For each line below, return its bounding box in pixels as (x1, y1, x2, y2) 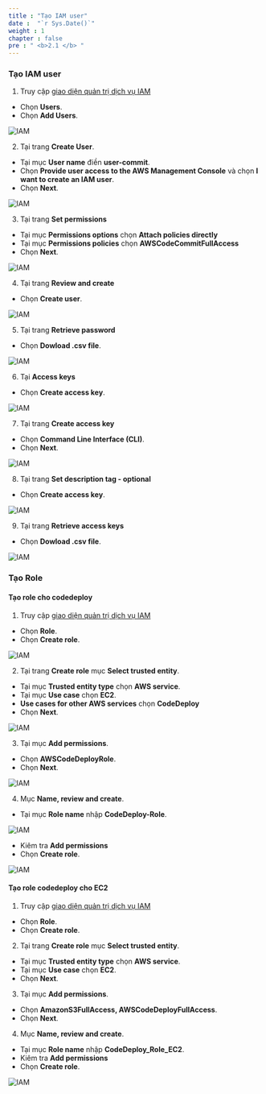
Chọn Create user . (19, 294, 83, 304)
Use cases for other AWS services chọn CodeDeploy (19, 698, 199, 708)
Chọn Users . (19, 102, 63, 112)
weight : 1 (8, 27, 45, 35)
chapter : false (8, 34, 63, 43)
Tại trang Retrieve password (19, 325, 116, 335)
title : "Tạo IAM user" (8, 11, 88, 20)
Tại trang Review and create (19, 279, 115, 288)
